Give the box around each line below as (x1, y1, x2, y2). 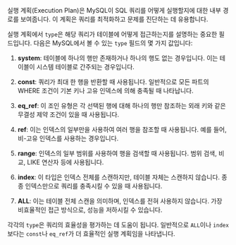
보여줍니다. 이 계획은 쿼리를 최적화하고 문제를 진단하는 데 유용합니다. (20, 15, 209, 23)
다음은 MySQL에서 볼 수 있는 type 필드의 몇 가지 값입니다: (33, 39, 193, 47)
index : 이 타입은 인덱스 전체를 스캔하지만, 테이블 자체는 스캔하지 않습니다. (17, 173, 221, 181)
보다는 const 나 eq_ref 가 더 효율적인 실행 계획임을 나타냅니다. (7, 229, 175, 238)
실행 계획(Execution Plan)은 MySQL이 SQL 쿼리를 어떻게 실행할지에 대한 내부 (7, 6, 222, 14)
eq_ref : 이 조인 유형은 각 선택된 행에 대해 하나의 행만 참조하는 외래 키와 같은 (17, 102, 227, 109)
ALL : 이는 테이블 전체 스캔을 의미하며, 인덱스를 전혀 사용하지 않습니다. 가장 (17, 197, 223, 205)
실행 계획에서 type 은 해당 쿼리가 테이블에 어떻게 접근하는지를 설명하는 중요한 (7, 30, 218, 38)
